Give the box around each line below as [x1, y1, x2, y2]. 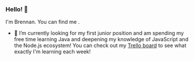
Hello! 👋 [5, 5, 29, 13]
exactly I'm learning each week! [13, 48, 91, 55]
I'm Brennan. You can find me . [5, 19, 80, 26]
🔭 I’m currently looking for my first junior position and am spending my [13, 30, 184, 37]
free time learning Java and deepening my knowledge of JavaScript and [13, 36, 189, 43]
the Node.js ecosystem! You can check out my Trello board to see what [13, 42, 187, 49]
